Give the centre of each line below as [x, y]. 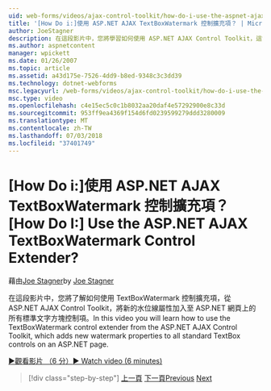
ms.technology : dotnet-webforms [63, 83]
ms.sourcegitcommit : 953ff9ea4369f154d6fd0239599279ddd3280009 [117, 114]
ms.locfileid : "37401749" [52, 143]
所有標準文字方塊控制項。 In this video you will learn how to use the [120, 318]
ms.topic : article [39, 69]
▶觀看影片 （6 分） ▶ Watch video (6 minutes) [85, 361]
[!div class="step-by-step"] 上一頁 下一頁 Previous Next [120, 378]
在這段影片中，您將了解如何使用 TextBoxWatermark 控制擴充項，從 [120, 298]
